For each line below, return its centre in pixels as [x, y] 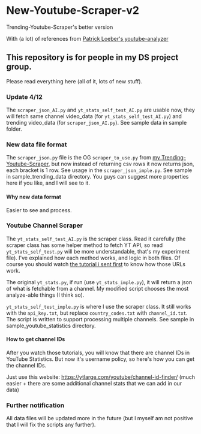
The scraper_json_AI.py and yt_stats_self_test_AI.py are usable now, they [100, 110]
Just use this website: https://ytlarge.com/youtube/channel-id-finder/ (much [101, 377]
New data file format [37, 144]
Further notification [35, 405]
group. [19, 67]
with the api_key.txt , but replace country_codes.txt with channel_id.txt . [97, 313]
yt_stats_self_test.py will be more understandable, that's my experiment [98, 251]
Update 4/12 [25, 97]
